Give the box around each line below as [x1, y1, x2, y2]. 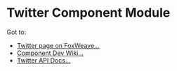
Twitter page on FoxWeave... [16, 41, 100, 49]
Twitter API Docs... [16, 56, 71, 64]
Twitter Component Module [6, 5, 171, 21]
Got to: [6, 28, 27, 36]
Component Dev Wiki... [16, 49, 84, 57]
